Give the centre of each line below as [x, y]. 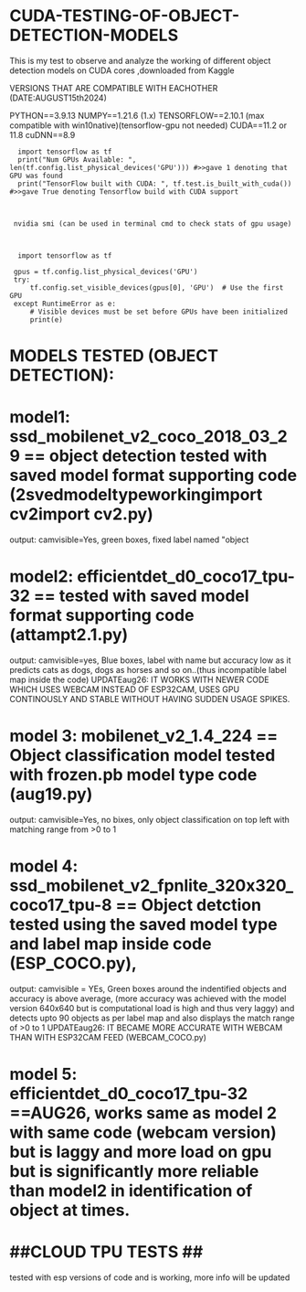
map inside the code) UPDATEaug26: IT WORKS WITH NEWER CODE [139, 679]
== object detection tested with [145, 456]
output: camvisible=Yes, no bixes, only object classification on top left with [150, 819]
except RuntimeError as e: [65, 304]
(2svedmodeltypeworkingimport [136, 495]
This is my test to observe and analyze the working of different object [140, 60]
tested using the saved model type [143, 925]
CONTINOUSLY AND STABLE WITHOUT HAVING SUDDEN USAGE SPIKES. [150, 699]
